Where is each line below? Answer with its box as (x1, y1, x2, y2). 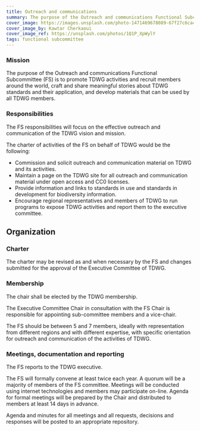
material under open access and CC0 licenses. (14, 178, 130, 185)
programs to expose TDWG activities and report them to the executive (14, 203, 187, 210)
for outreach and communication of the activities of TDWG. (6, 335, 152, 342)
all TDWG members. (6, 95, 56, 102)
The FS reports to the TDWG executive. (6, 363, 103, 370)
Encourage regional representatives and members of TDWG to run (14, 197, 178, 204)
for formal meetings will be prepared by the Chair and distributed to (6, 393, 171, 401)
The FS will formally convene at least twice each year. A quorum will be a (6, 374, 186, 382)
